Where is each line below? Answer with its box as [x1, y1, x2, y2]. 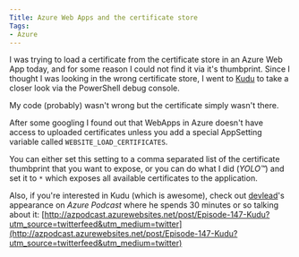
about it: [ [9, 210, 45, 220]
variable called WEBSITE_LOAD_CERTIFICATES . [9, 136, 168, 148]
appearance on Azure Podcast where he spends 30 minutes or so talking [9, 200, 279, 210]
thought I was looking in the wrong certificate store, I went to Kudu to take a [9, 73, 289, 84]
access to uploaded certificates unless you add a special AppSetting [9, 127, 262, 138]
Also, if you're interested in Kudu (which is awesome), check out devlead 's [9, 190, 285, 201]
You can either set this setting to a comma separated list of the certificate [9, 154, 280, 165]
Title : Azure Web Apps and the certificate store [9, 13, 199, 22]
